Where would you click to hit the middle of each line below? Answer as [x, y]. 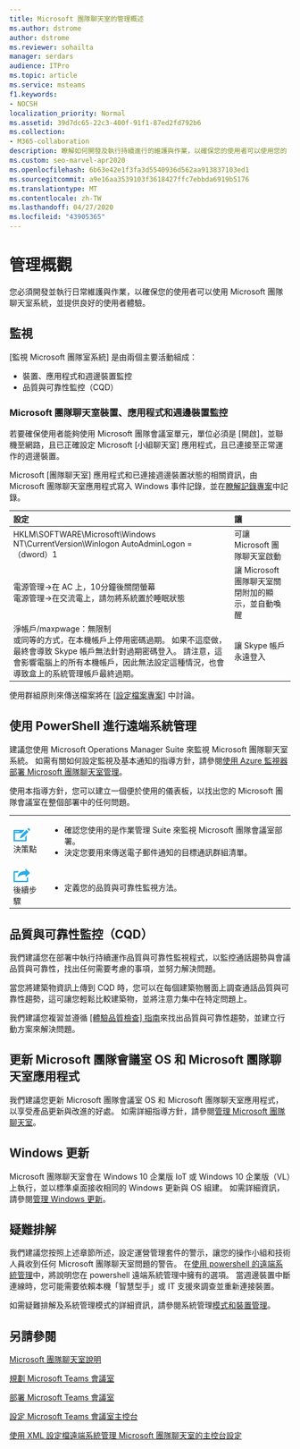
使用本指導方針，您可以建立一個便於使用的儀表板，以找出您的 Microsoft [142, 791]
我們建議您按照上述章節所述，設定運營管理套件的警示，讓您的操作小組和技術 [150, 1253]
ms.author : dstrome [46, 28]
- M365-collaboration [50, 142]
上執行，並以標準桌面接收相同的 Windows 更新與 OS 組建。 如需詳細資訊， [147, 1187]
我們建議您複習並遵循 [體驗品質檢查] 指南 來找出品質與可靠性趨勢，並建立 [144, 1017]
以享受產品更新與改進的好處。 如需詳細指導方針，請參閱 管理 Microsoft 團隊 [147, 1111]
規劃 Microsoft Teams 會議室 [62, 1378]
